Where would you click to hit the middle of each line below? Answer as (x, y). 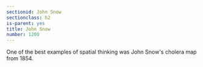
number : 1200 (23, 35)
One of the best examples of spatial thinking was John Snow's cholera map (102, 52)
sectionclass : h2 (29, 18)
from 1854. (20, 58)
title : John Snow (29, 29)
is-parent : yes (26, 23)
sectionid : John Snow (34, 12)
